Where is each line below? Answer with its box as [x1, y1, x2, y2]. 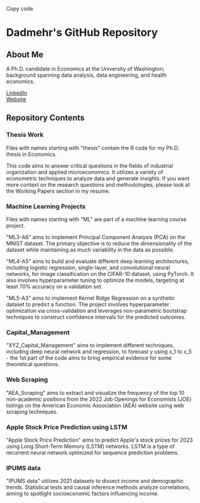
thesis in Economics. [6, 150, 57, 158]
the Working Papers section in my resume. [6, 187, 110, 194]
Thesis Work [6, 131, 44, 139]
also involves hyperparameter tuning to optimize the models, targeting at [6, 276, 185, 284]
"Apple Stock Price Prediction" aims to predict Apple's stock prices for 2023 [6, 436, 193, 444]
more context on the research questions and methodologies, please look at [6, 181, 190, 188]
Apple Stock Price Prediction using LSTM [6, 423, 128, 431]
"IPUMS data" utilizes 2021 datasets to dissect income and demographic [6, 477, 185, 485]
